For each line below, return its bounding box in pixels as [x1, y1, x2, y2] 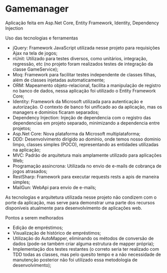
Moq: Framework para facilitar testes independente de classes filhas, [12, 71, 156, 77]
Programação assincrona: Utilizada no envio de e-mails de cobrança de [12, 163, 161, 169]
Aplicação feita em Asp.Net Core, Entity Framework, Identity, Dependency [5, 20, 159, 26]
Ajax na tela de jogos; [12, 50, 58, 56]
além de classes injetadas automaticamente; [12, 77, 105, 83]
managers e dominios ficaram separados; [12, 109, 99, 115]
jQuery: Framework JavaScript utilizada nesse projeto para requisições [12, 44, 160, 51]
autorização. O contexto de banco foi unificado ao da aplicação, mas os [12, 104, 162, 110]
